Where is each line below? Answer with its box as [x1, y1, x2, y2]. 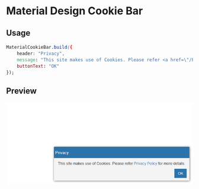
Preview [6, 86, 37, 96]
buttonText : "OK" [17, 63, 60, 69]
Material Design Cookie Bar [6, 4, 143, 18]
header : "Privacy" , [17, 51, 65, 56]
